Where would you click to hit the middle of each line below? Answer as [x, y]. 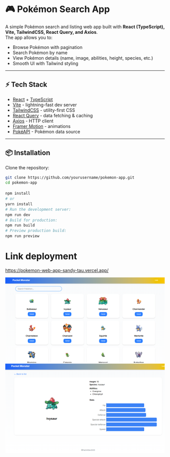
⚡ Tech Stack [26, 85]
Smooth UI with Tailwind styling [45, 63]
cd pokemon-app [21, 183]
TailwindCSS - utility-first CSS [44, 110]
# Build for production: [31, 220]
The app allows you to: [29, 37]
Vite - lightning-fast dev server [45, 105]
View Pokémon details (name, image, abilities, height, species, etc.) [83, 58]
